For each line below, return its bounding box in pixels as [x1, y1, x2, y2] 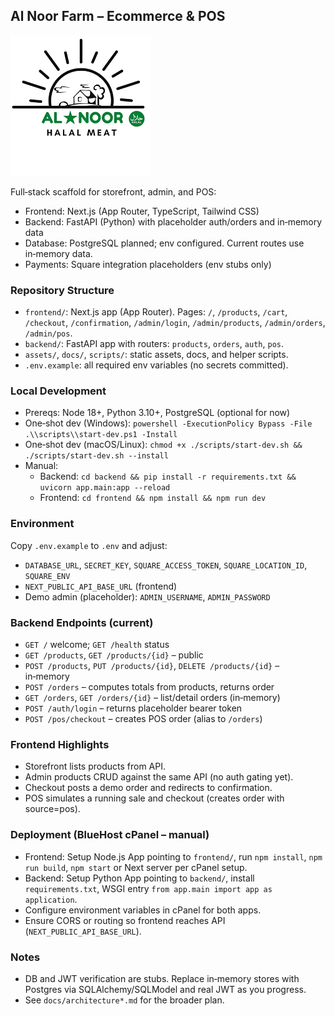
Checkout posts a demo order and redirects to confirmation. [24, 782, 273, 794]
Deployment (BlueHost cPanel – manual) [10, 828, 210, 842]
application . [24, 893, 78, 905]
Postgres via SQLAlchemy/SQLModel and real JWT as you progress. [24, 983, 307, 995]
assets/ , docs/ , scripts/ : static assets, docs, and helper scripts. [24, 349, 289, 361]
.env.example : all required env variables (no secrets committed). [24, 359, 289, 371]
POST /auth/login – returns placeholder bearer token [24, 702, 243, 714]
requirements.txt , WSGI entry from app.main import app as [24, 882, 273, 894]
